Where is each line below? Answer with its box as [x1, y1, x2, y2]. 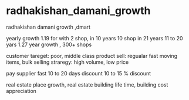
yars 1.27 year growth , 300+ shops [6, 41, 92, 48]
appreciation [6, 87, 37, 94]
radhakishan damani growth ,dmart [6, 23, 91, 30]
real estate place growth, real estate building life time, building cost [6, 81, 168, 88]
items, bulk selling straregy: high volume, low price [6, 58, 129, 65]
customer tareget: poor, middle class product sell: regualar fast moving [6, 52, 178, 59]
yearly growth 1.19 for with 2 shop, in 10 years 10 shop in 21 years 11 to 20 [6, 35, 183, 42]
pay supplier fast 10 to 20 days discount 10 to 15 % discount [6, 70, 151, 77]
